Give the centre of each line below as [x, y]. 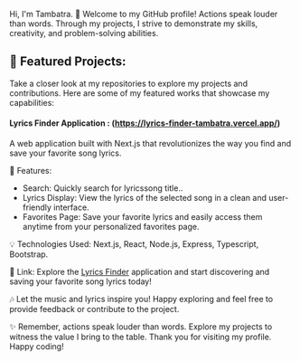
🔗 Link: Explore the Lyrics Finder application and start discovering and [140, 272]
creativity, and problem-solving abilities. [84, 33]
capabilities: [32, 102]
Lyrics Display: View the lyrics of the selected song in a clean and [144, 198]
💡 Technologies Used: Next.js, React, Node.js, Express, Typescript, [134, 244]
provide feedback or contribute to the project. [94, 309]
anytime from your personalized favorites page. [111, 227]
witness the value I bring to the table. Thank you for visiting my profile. [141, 337]
